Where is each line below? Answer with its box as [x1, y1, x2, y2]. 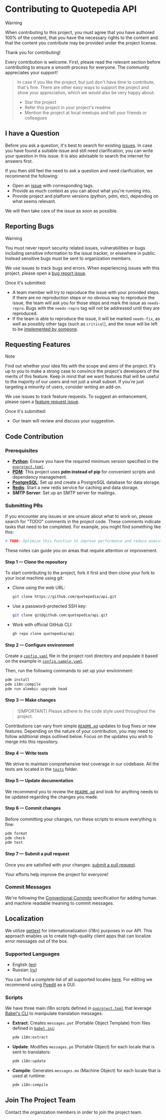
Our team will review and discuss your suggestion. [12, 418, 115, 424]
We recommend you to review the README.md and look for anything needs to [5, 788, 159, 794]
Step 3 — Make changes [5, 697, 56, 703]
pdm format [5, 831, 28, 836]
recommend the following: [5, 173, 58, 179]
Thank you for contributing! [5, 49, 61, 55]
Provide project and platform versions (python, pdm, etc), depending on [12, 193, 159, 199]
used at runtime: [12, 1073, 46, 1079]
